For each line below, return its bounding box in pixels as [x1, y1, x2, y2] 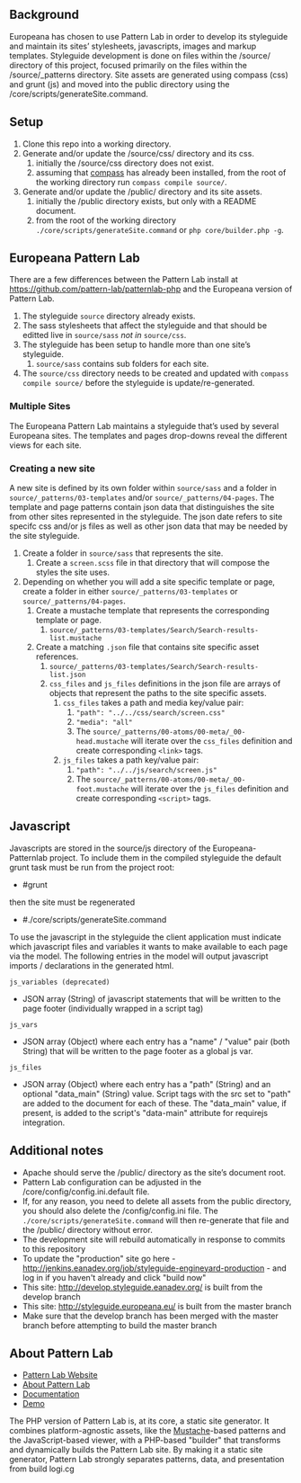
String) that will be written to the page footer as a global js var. [22, 1045, 253, 1056]
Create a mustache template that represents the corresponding [35, 605, 270, 616]
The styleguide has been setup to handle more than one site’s [22, 339, 252, 350]
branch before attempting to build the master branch [22, 1319, 217, 1330]
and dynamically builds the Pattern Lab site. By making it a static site [9, 1444, 263, 1455]
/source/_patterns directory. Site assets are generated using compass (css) [9, 69, 289, 80]
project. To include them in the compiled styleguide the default [49, 852, 281, 862]
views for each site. [9, 440, 83, 451]
